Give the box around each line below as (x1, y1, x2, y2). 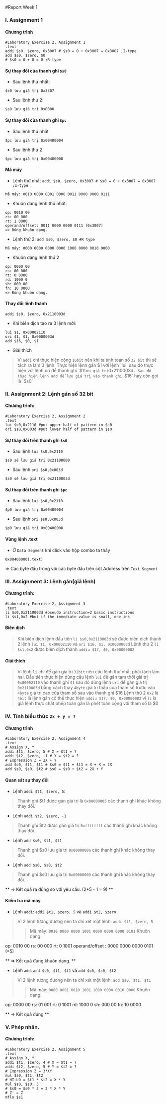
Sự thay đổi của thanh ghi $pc (5, 117, 67, 123)
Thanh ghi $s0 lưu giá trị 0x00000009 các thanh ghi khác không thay (17, 871, 156, 877)
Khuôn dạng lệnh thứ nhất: (12, 200, 67, 206)
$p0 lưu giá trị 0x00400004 (5, 507, 64, 512)
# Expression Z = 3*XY (5, 1068, 52, 1074)
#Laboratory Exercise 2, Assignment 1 (5, 40, 85, 45)
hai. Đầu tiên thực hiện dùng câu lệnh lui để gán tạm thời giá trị (17, 674, 148, 680)
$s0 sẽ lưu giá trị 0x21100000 (5, 458, 70, 463)
